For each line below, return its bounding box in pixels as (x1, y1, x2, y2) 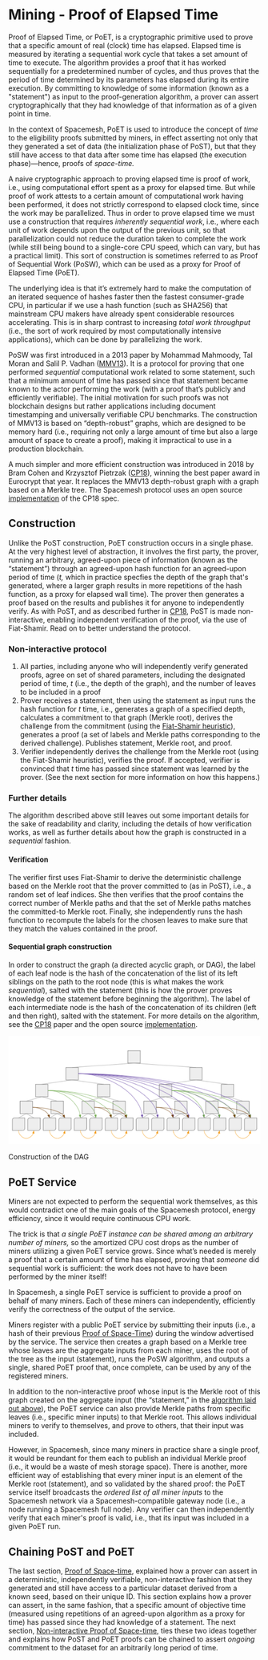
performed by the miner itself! (8, 1272, 107, 1281)
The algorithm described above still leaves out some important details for (8, 810, 250, 820)
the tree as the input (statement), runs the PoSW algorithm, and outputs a (8, 1354, 250, 1364)
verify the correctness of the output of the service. (8, 1305, 176, 1314)
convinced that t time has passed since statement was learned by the (19, 764, 250, 773)
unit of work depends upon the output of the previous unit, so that (8, 225, 226, 234)
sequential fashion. (8, 836, 72, 846)
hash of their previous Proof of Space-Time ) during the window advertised (8, 1329, 254, 1338)
